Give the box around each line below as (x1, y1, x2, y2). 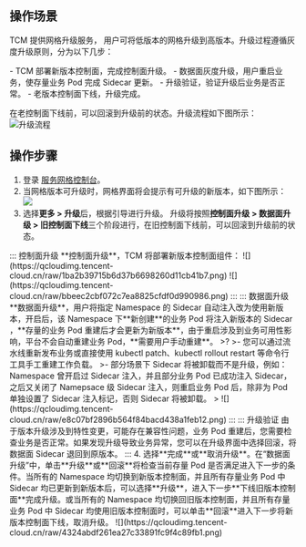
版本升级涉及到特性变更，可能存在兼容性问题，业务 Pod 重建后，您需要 (16, 425, 284, 436)
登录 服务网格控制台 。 (22, 174, 106, 185)
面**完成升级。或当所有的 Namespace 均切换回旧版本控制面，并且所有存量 (9, 493, 291, 504)
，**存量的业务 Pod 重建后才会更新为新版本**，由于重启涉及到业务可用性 (9, 325, 284, 335)
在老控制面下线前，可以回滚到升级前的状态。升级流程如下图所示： (9, 108, 257, 119)
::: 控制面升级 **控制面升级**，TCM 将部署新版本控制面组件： (9, 250, 241, 261)
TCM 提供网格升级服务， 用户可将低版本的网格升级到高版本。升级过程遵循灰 (9, 35, 296, 46)
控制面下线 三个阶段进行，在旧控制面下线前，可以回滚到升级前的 (47, 219, 288, 230)
